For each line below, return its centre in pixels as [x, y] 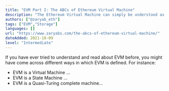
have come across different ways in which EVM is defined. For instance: [81, 62]
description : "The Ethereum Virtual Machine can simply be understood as [85, 15]
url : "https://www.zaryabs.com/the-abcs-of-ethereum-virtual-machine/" [82, 33]
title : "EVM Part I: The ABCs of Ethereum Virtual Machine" [70, 10]
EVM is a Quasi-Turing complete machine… [58, 83]
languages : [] [20, 29]
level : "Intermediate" [29, 43]
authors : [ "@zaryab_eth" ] [32, 19]
